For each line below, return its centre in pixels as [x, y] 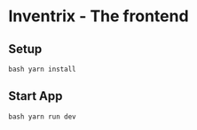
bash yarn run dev [42, 117]
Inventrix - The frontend [98, 16]
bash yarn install [42, 69]
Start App [35, 96]
